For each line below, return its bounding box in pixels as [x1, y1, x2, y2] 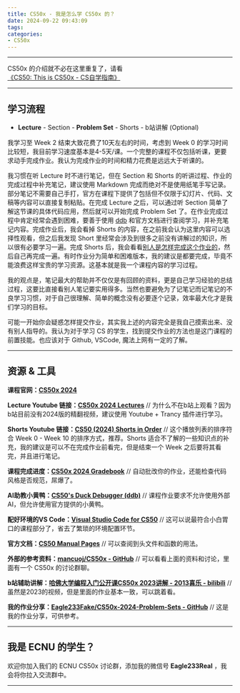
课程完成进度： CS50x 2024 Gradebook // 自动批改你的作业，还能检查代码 [7, 467, 227, 475]
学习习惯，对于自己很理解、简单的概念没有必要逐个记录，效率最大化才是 [13, 294, 226, 302]
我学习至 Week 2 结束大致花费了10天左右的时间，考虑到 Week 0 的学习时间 [7, 138, 229, 146]
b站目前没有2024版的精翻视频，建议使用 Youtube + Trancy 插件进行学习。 [7, 409, 227, 418]
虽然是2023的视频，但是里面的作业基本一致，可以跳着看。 [7, 587, 180, 596]
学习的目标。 [13, 302, 51, 311]
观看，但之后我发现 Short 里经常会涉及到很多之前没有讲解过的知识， [19, 234, 221, 242]
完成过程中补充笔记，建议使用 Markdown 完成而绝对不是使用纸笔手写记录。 [7, 180, 230, 189]
